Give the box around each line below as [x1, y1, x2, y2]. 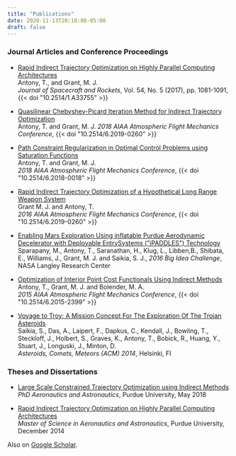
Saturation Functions [17, 150, 79, 160]
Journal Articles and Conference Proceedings [7, 47, 169, 57]
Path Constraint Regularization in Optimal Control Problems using [17, 143, 208, 152]
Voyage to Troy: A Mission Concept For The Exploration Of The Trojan [17, 311, 222, 320]
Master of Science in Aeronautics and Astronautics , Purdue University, [17, 419, 225, 428]
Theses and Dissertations [7, 367, 98, 377]
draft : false [7, 23, 46, 30]
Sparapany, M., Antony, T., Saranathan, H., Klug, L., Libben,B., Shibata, [17, 246, 225, 255]
